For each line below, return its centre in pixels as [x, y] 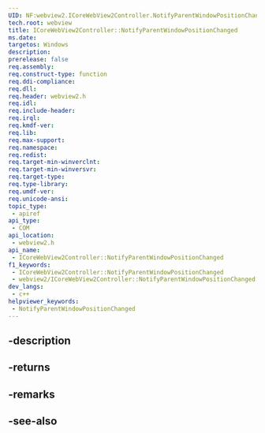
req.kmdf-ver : [32, 125]
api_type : [24, 221]
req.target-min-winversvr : [52, 170]
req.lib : [22, 133]
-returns [29, 368]
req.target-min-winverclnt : [54, 162]
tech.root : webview [40, 23]
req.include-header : [42, 111]
